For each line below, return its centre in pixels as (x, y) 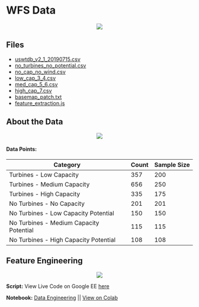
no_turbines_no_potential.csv (50, 65)
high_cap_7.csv (33, 91)
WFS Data (31, 10)
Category (67, 164)
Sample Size (172, 164)
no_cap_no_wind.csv (40, 72)
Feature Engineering (44, 261)
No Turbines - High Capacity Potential (62, 240)
